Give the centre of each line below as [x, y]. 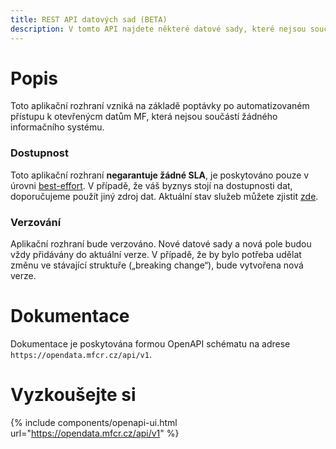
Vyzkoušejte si [73, 395]
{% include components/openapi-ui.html [94, 422]
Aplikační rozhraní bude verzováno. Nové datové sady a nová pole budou [161, 244]
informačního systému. [57, 127]
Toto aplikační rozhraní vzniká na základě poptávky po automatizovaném [160, 106]
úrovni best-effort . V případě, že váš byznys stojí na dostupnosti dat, [151, 185]
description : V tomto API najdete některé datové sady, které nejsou [158, 29]
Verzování [36, 222]
